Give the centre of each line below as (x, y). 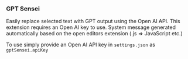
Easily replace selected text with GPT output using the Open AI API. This (93, 21)
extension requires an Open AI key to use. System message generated (91, 27)
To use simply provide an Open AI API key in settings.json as (81, 45)
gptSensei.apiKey (27, 50)
